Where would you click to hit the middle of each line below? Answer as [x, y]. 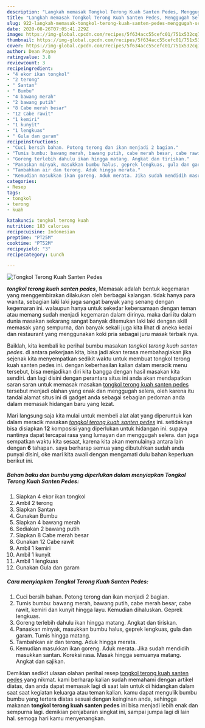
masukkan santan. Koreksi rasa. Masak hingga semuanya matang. [98, 655]
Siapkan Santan [35, 510]
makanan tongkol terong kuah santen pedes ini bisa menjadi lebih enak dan [102, 706]
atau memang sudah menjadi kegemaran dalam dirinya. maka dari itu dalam [102, 315]
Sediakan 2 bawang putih [47, 529]
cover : [15, 46]
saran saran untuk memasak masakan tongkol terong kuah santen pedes [98, 385]
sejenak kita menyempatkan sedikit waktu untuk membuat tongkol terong [99, 359]
